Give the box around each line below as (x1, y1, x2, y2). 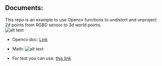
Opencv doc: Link (12, 36, 48, 42)
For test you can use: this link (12, 55, 72, 61)
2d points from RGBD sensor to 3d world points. (5, 22, 101, 28)
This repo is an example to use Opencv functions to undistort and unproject (5, 16, 157, 22)
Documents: (5, 4, 43, 12)
